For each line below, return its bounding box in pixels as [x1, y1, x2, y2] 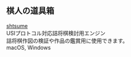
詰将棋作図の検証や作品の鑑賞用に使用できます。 [6, 37, 129, 44]
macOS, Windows [6, 44, 51, 51]
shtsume [6, 22, 29, 29]
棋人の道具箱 [6, 5, 55, 16]
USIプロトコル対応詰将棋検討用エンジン [6, 29, 106, 36]
